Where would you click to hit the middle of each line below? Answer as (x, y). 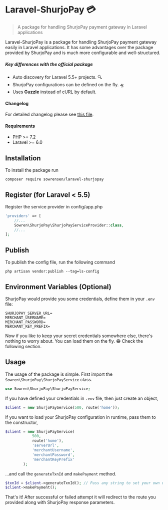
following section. (23, 346)
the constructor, (22, 422)
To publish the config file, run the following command (60, 262)
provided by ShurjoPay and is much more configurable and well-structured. (83, 53)
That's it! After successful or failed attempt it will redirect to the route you (80, 497)
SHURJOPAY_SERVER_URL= (29, 313)
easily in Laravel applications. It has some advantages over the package (79, 47)
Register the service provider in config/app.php (54, 206)
